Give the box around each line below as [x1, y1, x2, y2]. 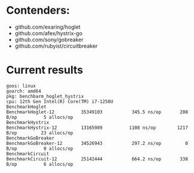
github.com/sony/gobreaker [14, 36, 84, 43]
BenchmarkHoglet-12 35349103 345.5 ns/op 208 [6, 109, 188, 115]
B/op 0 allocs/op [6, 146, 73, 152]
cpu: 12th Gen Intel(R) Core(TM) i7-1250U [6, 98, 113, 104]
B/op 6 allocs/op [6, 161, 73, 167]
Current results [6, 63, 84, 77]
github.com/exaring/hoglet [14, 23, 81, 30]
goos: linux [6, 83, 36, 89]
